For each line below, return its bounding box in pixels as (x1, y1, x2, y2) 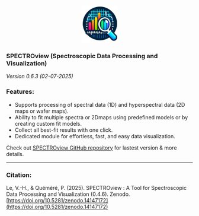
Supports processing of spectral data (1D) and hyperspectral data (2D (14, 101, 185, 108)
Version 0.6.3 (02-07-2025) (6, 73, 73, 80)
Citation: (6, 171, 32, 179)
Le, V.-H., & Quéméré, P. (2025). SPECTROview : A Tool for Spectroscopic (6, 184, 187, 191)
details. (6, 150, 24, 157)
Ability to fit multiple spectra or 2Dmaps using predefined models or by (14, 113, 188, 120)
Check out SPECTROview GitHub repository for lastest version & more (6, 144, 177, 151)
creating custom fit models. (14, 120, 82, 127)
